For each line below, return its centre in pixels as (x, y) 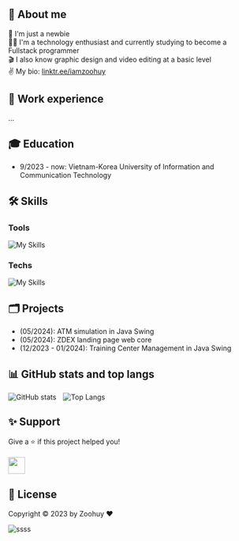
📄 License (33, 495)
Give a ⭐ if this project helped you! (64, 441)
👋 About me (37, 15)
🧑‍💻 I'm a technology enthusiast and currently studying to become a (118, 42)
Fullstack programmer (44, 50)
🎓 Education (41, 144)
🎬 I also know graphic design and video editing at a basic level (110, 59)
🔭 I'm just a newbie (39, 33)
